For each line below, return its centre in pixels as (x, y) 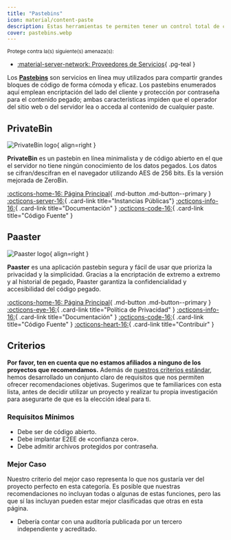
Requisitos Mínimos (41, 417)
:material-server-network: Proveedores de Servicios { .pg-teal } (106, 64)
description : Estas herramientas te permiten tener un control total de (113, 26)
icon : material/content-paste (51, 20)
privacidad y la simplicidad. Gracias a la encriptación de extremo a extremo (114, 274)
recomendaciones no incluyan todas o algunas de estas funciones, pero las (114, 494)
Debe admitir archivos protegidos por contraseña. (88, 446)
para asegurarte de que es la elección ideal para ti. (79, 399)
